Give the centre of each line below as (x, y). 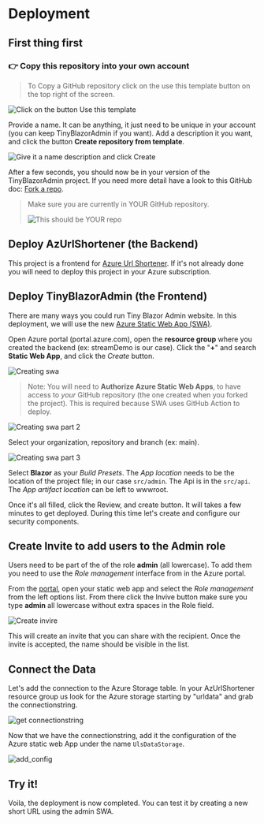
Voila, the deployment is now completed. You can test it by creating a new (128, 803)
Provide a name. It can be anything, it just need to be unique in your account (132, 125)
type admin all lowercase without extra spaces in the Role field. (111, 606)
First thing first (46, 43)
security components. (44, 521)
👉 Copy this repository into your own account (99, 65)
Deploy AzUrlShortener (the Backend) (103, 244)
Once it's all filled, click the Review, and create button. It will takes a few (125, 505)
